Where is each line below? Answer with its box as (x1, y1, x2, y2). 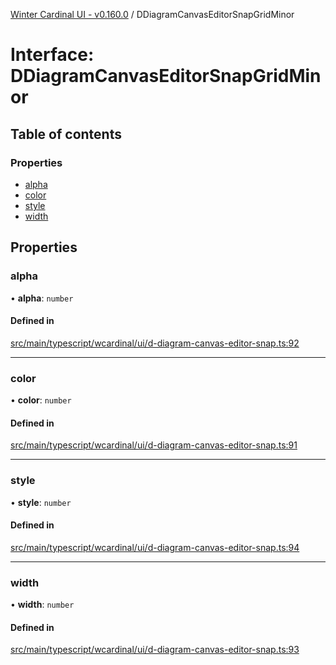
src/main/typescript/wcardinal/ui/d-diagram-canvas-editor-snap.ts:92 (10, 337, 300, 349)
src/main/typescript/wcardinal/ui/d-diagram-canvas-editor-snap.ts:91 (10, 439, 298, 451)
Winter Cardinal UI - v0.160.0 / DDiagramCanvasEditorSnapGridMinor (10, 9, 295, 20)
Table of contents (10, 125, 122, 143)
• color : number (10, 394, 72, 406)
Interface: (10, 44, 95, 66)
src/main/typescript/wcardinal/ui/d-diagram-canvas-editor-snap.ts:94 (10, 541, 300, 553)
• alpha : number (10, 292, 74, 304)
